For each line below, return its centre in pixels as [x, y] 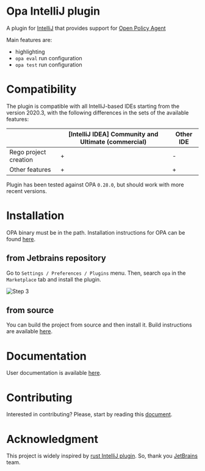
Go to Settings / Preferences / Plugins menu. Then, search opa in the [96, 273]
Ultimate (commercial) [113, 141]
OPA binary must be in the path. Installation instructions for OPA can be [96, 232]
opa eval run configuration [49, 58]
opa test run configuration [49, 65]
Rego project [28, 152]
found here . [21, 239]
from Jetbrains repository [56, 258]
